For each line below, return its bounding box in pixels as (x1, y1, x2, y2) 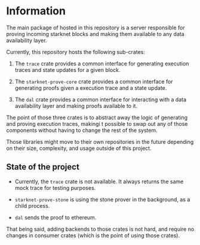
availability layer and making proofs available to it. (14, 102, 138, 109)
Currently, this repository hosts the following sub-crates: (6, 48, 145, 55)
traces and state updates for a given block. (14, 66, 121, 73)
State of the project (6, 162, 79, 172)
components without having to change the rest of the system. (6, 126, 158, 134)
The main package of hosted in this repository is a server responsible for (6, 24, 185, 31)
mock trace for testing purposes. (14, 184, 96, 191)
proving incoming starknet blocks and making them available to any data (6, 30, 185, 37)
